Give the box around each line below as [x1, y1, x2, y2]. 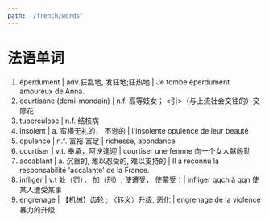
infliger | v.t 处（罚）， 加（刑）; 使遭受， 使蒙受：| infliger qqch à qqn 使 [19, 175, 259, 184]
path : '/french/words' [7, 11, 84, 20]
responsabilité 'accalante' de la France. [19, 165, 150, 175]
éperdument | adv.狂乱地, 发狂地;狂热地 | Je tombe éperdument [19, 77, 230, 87]
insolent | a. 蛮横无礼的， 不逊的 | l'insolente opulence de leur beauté [19, 125, 249, 135]
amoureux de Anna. [19, 86, 85, 96]
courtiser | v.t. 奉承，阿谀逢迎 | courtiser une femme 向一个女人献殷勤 [19, 146, 251, 155]
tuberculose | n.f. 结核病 [19, 116, 100, 125]
